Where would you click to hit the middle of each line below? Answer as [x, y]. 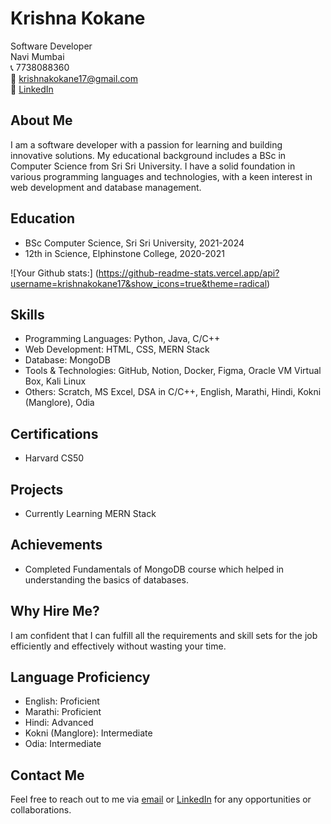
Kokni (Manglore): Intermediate [88, 733]
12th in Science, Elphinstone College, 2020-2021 [124, 253]
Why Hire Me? [55, 611]
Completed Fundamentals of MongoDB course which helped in [154, 569]
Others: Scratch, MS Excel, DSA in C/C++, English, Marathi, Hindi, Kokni [173, 392]
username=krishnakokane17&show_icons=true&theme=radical [139, 283]
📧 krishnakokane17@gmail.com [74, 78]
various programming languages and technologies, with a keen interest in [161, 176]
